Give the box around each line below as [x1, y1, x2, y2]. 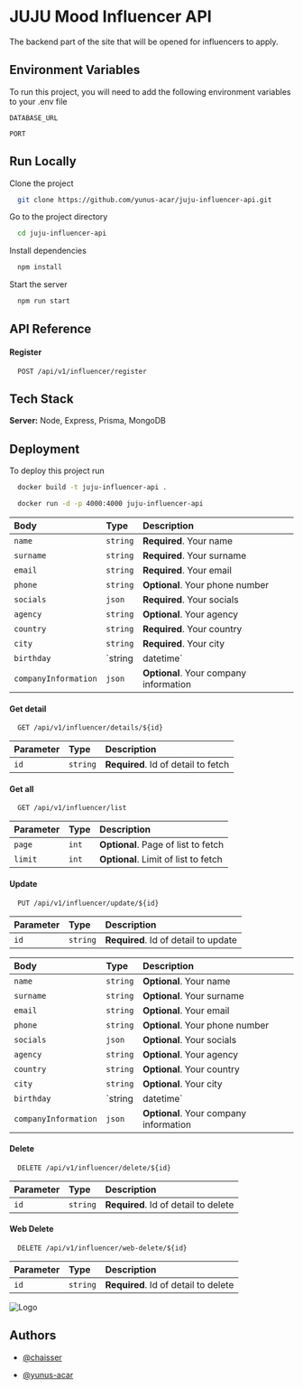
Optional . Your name [142, 974, 231, 987]
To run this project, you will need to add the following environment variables [9, 86, 291, 97]
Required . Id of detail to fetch [105, 759, 230, 771]
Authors [9, 1328, 57, 1343]
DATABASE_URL [9, 113, 59, 123]
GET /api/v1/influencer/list [17, 804, 127, 813]
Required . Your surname [142, 549, 246, 562]
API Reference [9, 322, 92, 337]
